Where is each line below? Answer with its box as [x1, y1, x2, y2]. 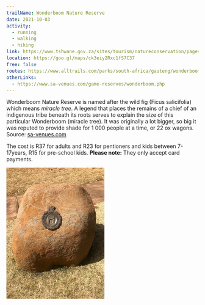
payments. [6, 156, 33, 163]
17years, [6, 149, 27, 156]
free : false [6, 61, 37, 67]
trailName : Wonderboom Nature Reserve [6, 10, 105, 16]
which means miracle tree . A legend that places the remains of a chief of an [6, 105, 197, 112]
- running [12, 29, 37, 35]
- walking [12, 35, 37, 42]
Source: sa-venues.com [6, 131, 67, 138]
